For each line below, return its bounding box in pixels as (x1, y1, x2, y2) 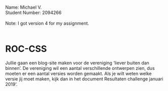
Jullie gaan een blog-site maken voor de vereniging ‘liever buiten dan (5, 60, 149, 66)
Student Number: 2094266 (5, 10, 62, 16)
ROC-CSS (5, 43, 47, 55)
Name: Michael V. (5, 5, 42, 10)
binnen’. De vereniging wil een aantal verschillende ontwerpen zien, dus (5, 65, 155, 71)
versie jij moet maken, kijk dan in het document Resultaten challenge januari (5, 75, 163, 82)
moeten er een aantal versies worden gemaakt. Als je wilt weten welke (5, 70, 152, 76)
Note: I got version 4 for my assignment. (5, 20, 90, 26)
